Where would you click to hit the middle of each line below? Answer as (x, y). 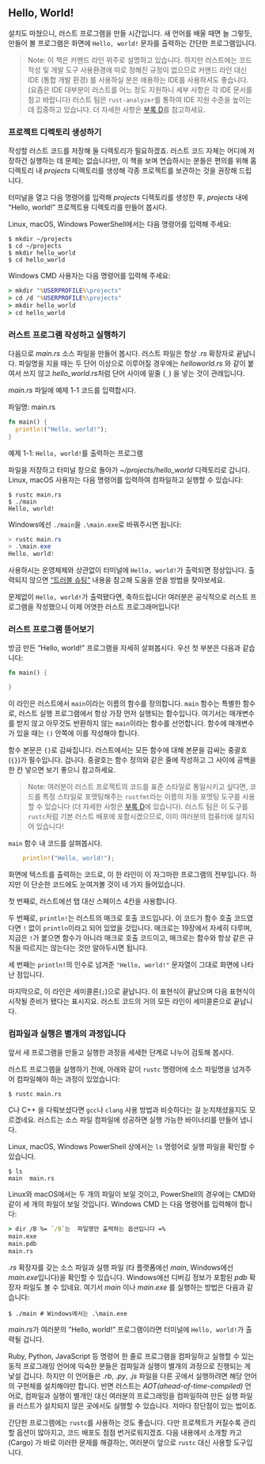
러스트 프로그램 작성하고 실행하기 (67, 335)
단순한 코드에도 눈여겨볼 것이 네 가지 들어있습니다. (108, 884)
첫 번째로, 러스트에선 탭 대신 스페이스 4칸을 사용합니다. (93, 901)
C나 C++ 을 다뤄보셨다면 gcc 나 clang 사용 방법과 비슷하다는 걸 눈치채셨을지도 (128, 1110)
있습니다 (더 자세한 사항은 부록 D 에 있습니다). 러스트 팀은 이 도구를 (146, 807)
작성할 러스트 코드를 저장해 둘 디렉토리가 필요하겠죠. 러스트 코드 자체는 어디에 (127, 151)
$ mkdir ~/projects (40, 240)
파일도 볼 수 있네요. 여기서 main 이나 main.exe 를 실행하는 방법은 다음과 (134, 1287)
